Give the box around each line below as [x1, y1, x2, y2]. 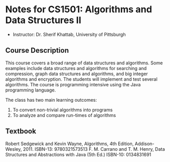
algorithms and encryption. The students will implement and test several [5, 76, 158, 82]
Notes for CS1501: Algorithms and [5, 4, 153, 15]
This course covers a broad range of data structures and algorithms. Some [5, 60, 163, 66]
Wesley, [5, 146, 22, 152]
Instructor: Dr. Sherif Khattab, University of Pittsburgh [12, 31, 126, 37]
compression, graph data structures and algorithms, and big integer [5, 71, 148, 77]
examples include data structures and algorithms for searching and [5, 65, 147, 71]
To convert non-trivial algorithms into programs [12, 106, 113, 113]
